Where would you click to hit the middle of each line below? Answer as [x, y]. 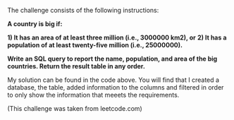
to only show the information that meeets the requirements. [93, 95]
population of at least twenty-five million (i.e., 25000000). [95, 45]
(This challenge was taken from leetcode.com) [75, 108]
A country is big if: [35, 24]
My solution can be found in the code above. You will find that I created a [113, 80]
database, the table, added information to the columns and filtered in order [116, 87]
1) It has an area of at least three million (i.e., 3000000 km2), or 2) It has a [117, 37]
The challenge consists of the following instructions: [83, 10]
